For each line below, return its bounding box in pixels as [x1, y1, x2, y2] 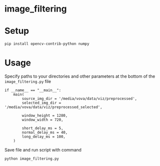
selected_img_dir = [22, 100, 62, 106]
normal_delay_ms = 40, [22, 130, 68, 135]
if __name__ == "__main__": [4, 88, 62, 93]
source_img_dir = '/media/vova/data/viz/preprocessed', [22, 97, 137, 101]
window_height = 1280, [22, 113, 68, 118]
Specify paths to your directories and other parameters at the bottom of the [4, 73, 156, 79]
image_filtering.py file [4, 79, 51, 84]
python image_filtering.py [4, 156, 59, 161]
